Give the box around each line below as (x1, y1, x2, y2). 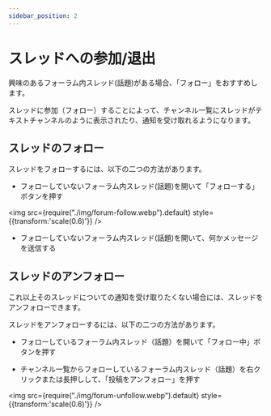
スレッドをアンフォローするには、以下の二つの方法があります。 (8, 320, 220, 329)
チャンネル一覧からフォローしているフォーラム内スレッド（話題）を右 (19, 364, 254, 374)
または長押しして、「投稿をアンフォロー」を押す (41, 375, 201, 384)
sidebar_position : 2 (8, 11, 78, 20)
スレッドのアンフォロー (8, 269, 125, 283)
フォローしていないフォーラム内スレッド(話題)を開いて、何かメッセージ (19, 233, 259, 243)
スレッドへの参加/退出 (8, 49, 156, 67)
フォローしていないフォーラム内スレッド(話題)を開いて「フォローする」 (19, 182, 259, 191)
